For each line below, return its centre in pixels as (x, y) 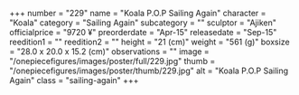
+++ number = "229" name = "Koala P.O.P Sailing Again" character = (138, 13)
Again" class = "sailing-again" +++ (74, 80)
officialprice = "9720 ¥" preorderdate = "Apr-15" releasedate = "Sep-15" (143, 32)
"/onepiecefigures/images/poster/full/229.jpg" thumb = (112, 61)
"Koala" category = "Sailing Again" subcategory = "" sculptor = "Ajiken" (143, 23)
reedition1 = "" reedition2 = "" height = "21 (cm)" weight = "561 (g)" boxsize (150, 42)
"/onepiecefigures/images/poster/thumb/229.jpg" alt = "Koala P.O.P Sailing (149, 71)
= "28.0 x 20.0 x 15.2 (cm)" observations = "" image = (109, 52)
